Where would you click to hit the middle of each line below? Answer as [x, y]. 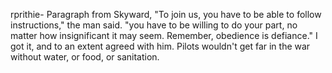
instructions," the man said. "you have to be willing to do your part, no [154, 25]
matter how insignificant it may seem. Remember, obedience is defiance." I [164, 35]
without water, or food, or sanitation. [85, 57]
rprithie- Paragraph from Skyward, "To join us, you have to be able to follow [166, 14]
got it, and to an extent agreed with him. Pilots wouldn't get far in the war [160, 46]
